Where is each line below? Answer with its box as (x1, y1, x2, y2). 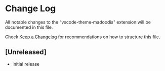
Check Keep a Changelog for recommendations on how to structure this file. (5, 34, 161, 40)
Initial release (12, 61, 40, 67)
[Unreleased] (5, 48, 47, 56)
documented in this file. (5, 24, 53, 30)
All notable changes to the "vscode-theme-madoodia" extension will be (5, 19, 151, 25)
